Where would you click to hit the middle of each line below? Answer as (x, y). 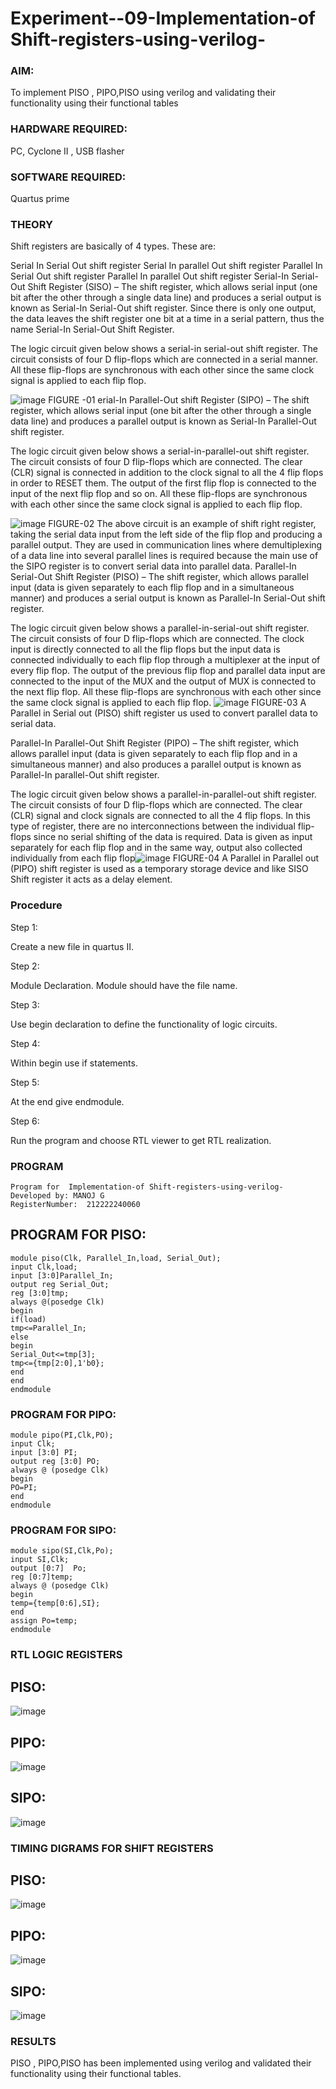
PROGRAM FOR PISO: (78, 1235)
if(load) (28, 1319)
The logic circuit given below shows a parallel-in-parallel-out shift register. (163, 794)
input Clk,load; (44, 1267)
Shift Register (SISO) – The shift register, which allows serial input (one (172, 287)
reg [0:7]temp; (42, 1577)
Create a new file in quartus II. (72, 946)
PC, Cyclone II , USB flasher (67, 151)
